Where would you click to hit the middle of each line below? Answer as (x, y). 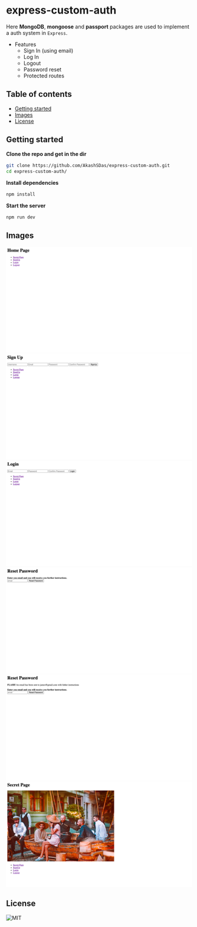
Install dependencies (32, 183)
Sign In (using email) (48, 50)
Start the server (26, 206)
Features (25, 44)
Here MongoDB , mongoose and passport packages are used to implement (98, 27)
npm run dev (21, 217)
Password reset (42, 69)
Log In (31, 57)
